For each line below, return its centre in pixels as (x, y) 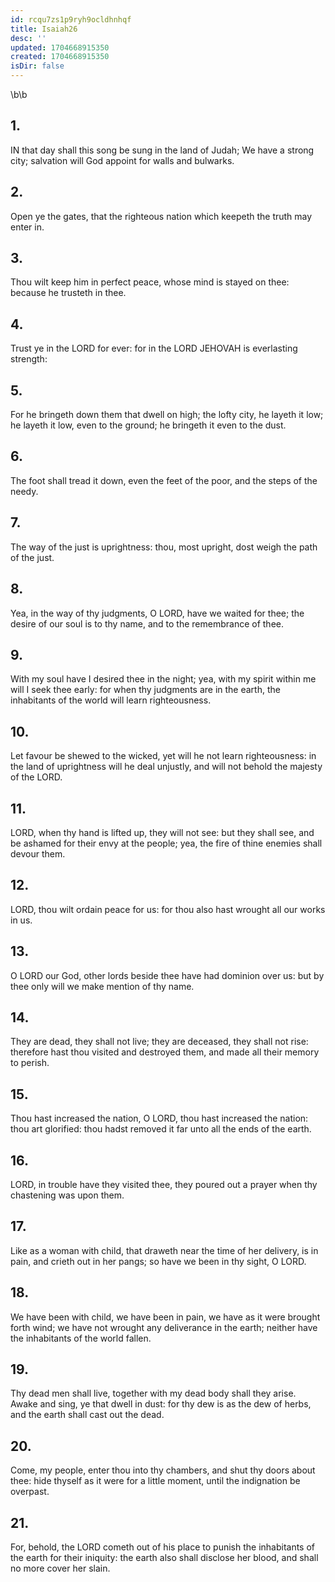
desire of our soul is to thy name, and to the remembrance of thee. (147, 623)
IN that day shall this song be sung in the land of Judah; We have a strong (162, 150)
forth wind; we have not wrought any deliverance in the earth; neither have (164, 1327)
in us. (21, 920)
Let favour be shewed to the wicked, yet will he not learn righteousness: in (163, 756)
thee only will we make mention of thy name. (102, 986)
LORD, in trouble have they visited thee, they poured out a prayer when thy (164, 1184)
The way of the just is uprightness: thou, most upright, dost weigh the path (164, 547)
